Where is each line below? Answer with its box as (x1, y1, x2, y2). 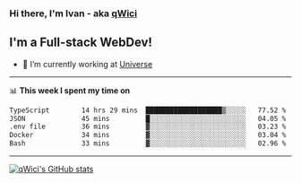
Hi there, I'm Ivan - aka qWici (9, 7, 137, 20)
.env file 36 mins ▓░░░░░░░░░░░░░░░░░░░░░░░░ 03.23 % (9, 122, 287, 132)
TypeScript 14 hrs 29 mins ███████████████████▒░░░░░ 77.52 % (9, 106, 287, 115)
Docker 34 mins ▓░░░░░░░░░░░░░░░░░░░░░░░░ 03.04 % (9, 131, 287, 140)
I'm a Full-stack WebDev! (9, 35, 152, 50)
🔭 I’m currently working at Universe (21, 58, 153, 69)
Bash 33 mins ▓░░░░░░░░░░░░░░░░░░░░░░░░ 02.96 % (9, 139, 287, 148)
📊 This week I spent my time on (9, 84, 131, 96)
